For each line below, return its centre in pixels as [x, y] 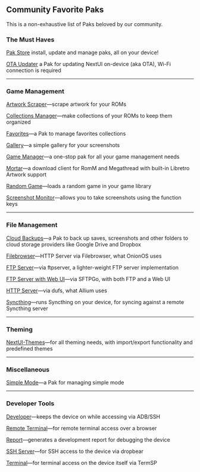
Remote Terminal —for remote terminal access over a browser [82, 428]
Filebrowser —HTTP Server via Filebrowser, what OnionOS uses [84, 256]
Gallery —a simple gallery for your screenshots [63, 145]
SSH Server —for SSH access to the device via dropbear [75, 451]
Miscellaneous [28, 370]
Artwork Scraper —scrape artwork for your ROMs [66, 104]
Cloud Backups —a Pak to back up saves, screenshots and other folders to [97, 238]
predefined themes [29, 348]
